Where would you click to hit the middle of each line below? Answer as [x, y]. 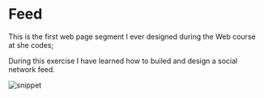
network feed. [32, 69]
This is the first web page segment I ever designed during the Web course [132, 36]
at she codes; [31, 45]
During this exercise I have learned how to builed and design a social [123, 61]
